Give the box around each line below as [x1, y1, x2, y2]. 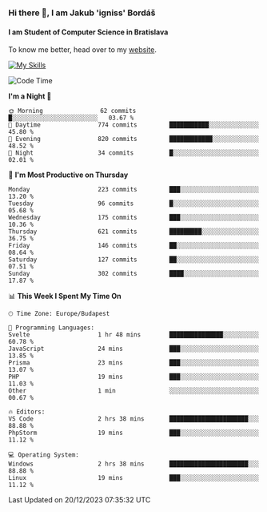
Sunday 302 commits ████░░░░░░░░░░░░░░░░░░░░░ [8, 270, 260, 278]
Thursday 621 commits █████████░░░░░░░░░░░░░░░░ [8, 228, 260, 236]
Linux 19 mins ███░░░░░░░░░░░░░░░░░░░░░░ [8, 474, 260, 482]
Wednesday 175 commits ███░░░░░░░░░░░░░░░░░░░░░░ [8, 214, 260, 222]
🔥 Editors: [8, 408, 46, 416]
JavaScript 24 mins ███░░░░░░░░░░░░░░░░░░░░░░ [8, 345, 260, 353]
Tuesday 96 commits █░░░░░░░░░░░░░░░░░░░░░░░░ [8, 200, 260, 208]
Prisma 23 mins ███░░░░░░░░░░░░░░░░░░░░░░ [8, 359, 260, 367]
